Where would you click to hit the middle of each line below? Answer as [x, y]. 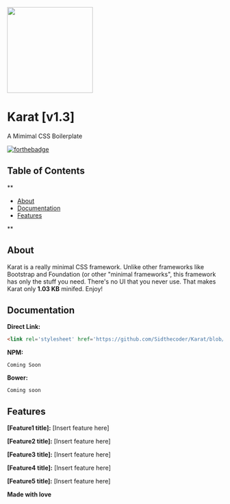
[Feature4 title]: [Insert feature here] [59, 468]
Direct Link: [24, 327]
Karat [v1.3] [41, 117]
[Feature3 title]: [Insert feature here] [59, 455]
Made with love [29, 494]
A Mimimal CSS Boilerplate [45, 136]
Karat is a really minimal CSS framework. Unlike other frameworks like [105, 266]
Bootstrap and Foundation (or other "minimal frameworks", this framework [112, 274]
